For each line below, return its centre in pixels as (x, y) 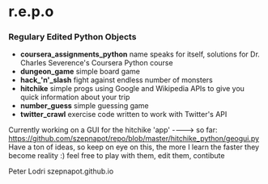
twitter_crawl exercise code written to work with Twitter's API (123, 115)
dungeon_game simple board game (80, 72)
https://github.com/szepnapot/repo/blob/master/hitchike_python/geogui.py (134, 139)
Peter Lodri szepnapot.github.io (61, 171)
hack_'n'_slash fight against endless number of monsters (116, 80)
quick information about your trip (75, 97)
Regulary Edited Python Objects (72, 37)
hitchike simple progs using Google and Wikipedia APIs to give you (132, 89)
